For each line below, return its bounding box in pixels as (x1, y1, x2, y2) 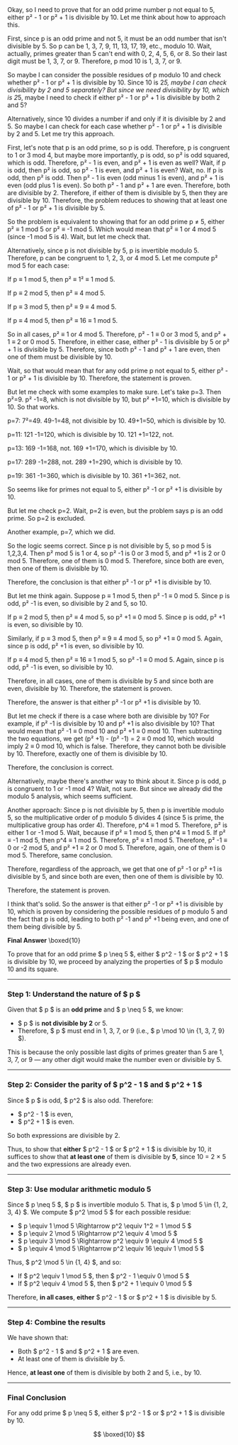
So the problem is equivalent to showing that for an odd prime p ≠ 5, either (7, 218, 225, 226)
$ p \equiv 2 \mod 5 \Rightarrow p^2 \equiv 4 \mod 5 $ (17, 1229, 178, 1237)
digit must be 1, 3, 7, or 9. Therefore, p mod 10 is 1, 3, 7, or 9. (7, 57, 182, 65)
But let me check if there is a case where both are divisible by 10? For (7, 712, 210, 720)
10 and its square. (7, 965, 59, 973)
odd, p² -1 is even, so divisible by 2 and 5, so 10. (7, 599, 147, 607)
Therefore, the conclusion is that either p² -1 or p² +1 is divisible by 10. (7, 578, 212, 586)
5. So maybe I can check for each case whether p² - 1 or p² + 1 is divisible (7, 122, 222, 131)
